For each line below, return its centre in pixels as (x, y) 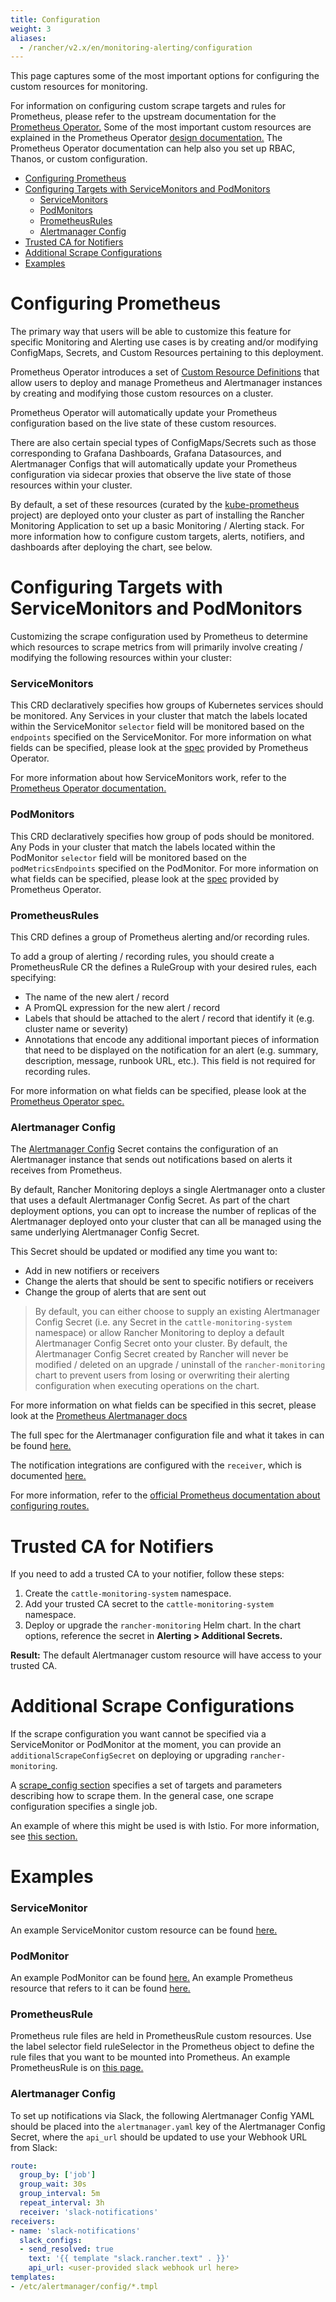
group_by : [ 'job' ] (58, 2175)
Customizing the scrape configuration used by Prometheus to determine (159, 637)
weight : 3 (31, 29)
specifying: (33, 978)
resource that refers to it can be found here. (100, 1988)
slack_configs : (51, 2240)
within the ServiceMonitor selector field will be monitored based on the (157, 727)
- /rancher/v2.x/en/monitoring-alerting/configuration (136, 47)
